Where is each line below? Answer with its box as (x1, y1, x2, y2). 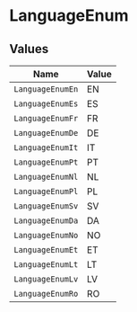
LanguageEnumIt (13, 143, 79, 153)
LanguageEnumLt (13, 260, 79, 270)
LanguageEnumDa (13, 216, 79, 226)
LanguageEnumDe (13, 128, 79, 138)
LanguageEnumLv (13, 274, 79, 284)
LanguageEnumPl (13, 186, 79, 196)
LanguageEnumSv (13, 201, 79, 211)
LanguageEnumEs (13, 99, 79, 109)
